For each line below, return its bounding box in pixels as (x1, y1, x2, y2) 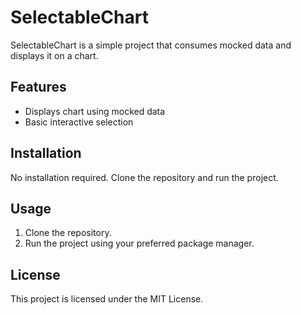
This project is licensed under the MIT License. (10, 293, 204, 305)
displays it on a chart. (10, 49, 99, 61)
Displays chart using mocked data (24, 105, 166, 117)
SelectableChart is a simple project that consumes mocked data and (10, 39, 292, 51)
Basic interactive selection (24, 116, 134, 128)
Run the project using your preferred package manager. (24, 237, 255, 250)
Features (10, 79, 67, 96)
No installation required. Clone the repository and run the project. (10, 171, 279, 183)
